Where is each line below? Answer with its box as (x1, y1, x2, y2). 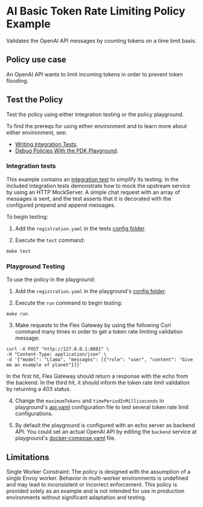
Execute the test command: (14, 236, 85, 244)
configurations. (14, 410, 53, 418)
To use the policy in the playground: (6, 276, 95, 283)
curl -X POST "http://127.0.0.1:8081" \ (6, 346, 110, 352)
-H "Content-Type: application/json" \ (6, 352, 107, 358)
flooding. (6, 77, 29, 84)
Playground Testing (6, 262, 65, 270)
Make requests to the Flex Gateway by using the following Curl (14, 321, 171, 329)
